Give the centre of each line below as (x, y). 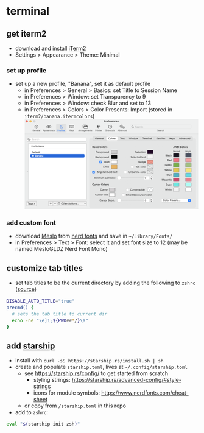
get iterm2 (26, 34)
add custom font (31, 222)
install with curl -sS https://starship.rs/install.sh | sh (89, 361)
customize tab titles (45, 268)
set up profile (26, 70)
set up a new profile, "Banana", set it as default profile (83, 84)
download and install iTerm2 (51, 48)
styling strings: (52, 380)
